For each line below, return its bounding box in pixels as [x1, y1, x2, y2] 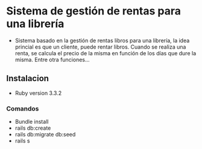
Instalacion [6, 73, 49, 84]
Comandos [6, 104, 39, 112]
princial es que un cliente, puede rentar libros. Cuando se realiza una [14, 43, 186, 50]
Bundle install [14, 118, 49, 126]
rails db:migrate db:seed [14, 131, 76, 138]
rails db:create [14, 124, 51, 132]
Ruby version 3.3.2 [14, 89, 62, 97]
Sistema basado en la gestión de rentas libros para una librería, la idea [14, 37, 190, 44]
